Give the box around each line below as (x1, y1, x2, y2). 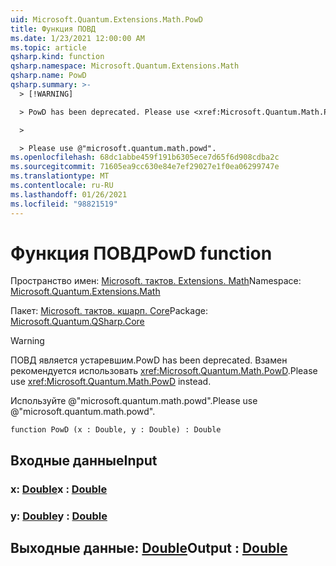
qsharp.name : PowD (10, 71, 87, 81)
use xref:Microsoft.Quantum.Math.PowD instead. (10, 376, 212, 388)
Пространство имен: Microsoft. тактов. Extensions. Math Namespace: (10, 275, 302, 287)
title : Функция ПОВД (10, 24, 97, 34)
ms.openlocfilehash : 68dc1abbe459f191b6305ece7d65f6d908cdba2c (10, 152, 280, 163)
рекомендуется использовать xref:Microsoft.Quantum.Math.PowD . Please (10, 365, 318, 377)
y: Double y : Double (10, 509, 108, 523)
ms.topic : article (10, 42, 87, 53)
